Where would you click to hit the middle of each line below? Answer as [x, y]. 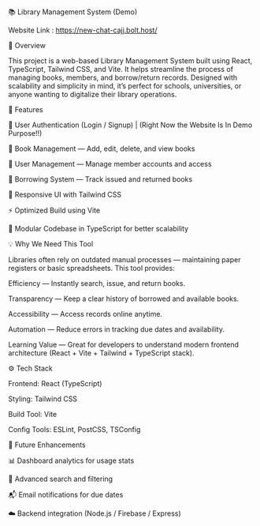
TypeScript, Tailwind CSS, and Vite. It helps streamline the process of [121, 69]
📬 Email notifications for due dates [66, 494]
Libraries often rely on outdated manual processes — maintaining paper [124, 259]
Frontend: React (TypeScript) [55, 383]
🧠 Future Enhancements [47, 445]
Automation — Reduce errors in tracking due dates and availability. [116, 329]
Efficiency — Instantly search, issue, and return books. [97, 283]
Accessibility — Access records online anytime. [85, 314]
